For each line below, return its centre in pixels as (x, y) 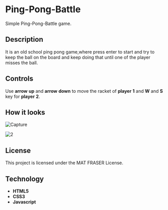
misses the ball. (22, 63)
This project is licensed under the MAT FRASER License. (64, 163)
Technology (25, 179)
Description (24, 40)
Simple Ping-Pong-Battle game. (38, 23)
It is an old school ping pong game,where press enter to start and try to (80, 51)
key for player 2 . (23, 96)
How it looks (25, 112)
